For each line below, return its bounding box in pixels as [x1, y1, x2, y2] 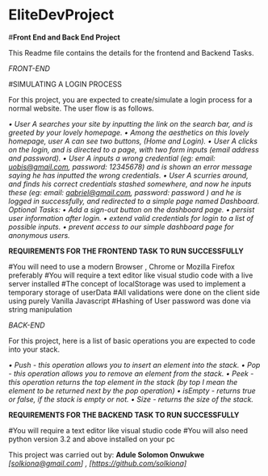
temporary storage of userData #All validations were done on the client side [8, 287, 261, 297]
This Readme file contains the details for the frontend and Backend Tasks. [8, 48, 254, 57]
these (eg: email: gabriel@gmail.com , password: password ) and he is [8, 187, 242, 197]
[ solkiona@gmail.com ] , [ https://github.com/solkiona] [8, 458, 187, 468]
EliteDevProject [8, 6, 115, 24]
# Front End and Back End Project [8, 32, 121, 42]
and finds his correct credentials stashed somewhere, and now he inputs [8, 179, 252, 189]
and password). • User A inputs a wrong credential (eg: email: [8, 153, 216, 163]
